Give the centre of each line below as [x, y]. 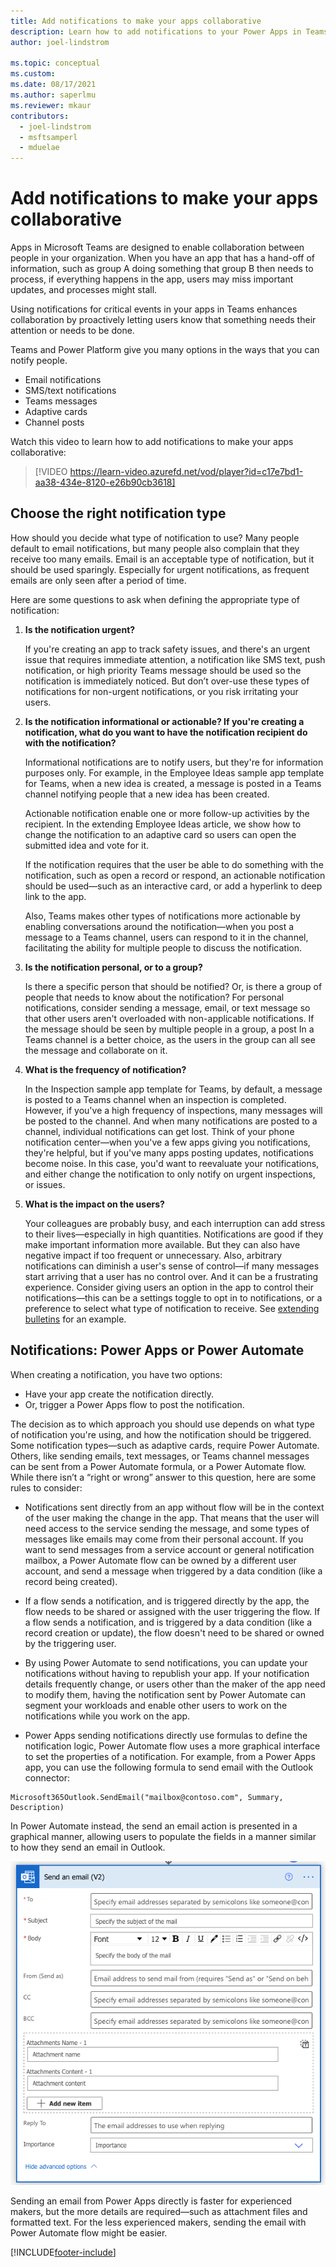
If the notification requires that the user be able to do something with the [174, 864]
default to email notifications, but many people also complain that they [155, 548]
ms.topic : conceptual [55, 63]
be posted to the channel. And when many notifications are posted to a [171, 1121]
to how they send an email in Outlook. [88, 1847]
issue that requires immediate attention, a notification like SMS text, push [175, 659]
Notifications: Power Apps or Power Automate [157, 1350]
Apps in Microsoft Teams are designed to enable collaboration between [157, 247]
